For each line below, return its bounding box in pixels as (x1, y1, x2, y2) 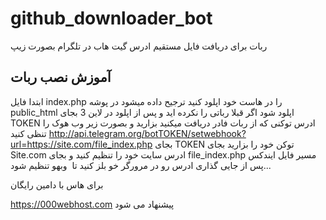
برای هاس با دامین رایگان (10, 178, 104, 191)
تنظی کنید (10, 127, 47, 139)
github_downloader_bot (10, 7, 213, 30)
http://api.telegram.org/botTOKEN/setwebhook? (48, 127, 247, 139)
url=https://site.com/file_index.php (10, 138, 153, 150)
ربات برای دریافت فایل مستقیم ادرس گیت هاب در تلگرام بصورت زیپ (10, 40, 268, 52)
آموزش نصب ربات (10, 69, 112, 86)
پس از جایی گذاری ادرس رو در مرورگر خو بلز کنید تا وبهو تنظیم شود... (10, 159, 272, 171)
